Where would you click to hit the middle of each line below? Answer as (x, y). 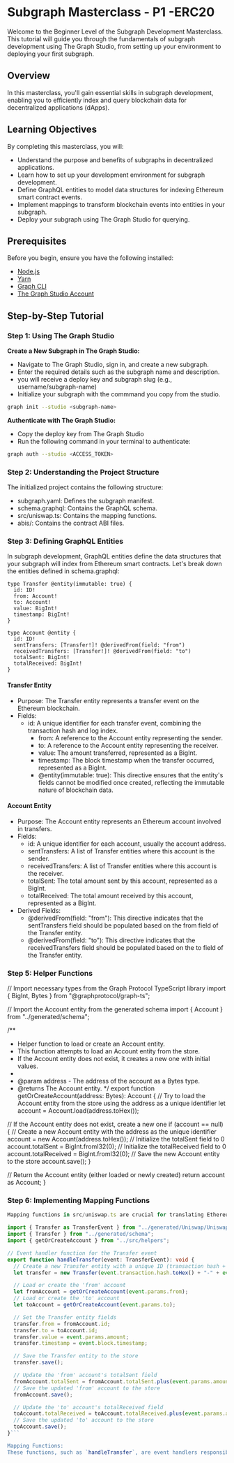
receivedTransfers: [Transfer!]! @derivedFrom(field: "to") (102, 651)
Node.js (29, 272)
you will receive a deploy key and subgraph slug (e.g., (95, 380)
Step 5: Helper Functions (50, 973)
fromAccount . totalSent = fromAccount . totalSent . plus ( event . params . (114, 1381)
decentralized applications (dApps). (58, 107)
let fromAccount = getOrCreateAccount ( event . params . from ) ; (101, 1292)
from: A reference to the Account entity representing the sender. (130, 737)
